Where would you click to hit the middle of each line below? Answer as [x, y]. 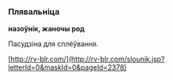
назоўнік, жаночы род [47, 29]
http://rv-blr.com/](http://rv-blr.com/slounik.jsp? [88, 59]
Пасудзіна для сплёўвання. [54, 44]
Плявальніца [34, 12]
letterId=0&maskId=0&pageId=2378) [67, 67]
